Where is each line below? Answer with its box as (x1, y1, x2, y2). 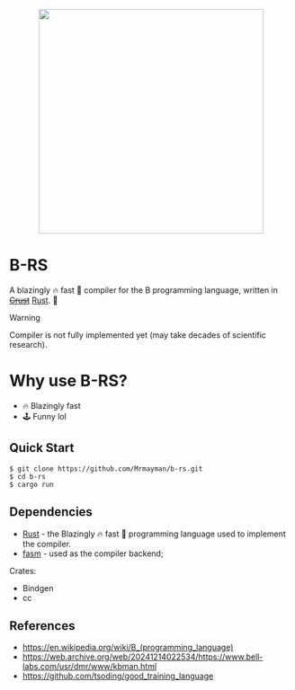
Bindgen (22, 582, 54, 593)
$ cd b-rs (9, 472, 47, 481)
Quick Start (9, 440, 75, 456)
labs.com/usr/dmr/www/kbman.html (22, 661, 157, 672)
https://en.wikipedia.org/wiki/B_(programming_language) (22, 642, 234, 653)
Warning (9, 312, 40, 323)
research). (9, 339, 48, 349)
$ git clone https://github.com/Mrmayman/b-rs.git (9, 464, 203, 473)
